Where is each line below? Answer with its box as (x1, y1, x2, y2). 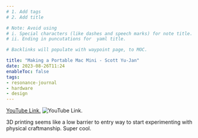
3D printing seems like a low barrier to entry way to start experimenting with (6, 118, 193, 126)
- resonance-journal (6, 80, 58, 86)
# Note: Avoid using (6, 25, 58, 31)
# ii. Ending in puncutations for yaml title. (6, 36, 127, 42)
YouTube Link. (6, 107, 41, 114)
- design (6, 90, 28, 97)
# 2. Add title (6, 14, 44, 20)
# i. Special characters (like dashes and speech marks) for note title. (6, 30, 193, 36)
